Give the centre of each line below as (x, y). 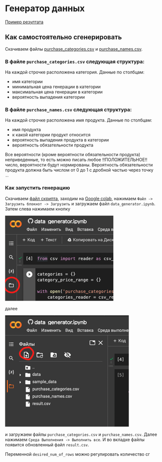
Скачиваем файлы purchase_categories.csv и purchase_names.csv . (74, 49)
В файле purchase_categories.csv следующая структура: (75, 61)
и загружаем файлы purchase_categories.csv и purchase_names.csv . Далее (81, 434)
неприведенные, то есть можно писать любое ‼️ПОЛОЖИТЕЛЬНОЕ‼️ (76, 160)
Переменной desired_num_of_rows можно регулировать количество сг (78, 454)
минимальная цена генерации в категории (56, 87)
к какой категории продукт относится (51, 135)
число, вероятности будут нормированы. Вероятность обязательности (79, 165)
